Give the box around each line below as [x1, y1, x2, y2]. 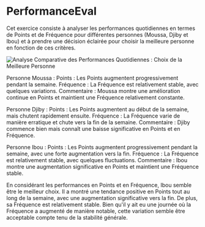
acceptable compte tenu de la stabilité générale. [6, 214, 128, 221]
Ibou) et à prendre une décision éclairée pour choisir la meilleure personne [6, 37, 195, 45]
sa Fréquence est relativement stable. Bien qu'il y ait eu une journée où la [6, 201, 192, 208]
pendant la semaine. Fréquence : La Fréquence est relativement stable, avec [6, 81, 199, 88]
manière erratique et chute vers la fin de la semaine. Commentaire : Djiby [6, 118, 190, 126]
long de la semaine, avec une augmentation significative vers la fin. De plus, [6, 194, 198, 201]
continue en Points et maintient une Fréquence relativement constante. [6, 94, 185, 101]
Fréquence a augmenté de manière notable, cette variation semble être [6, 207, 185, 215]
